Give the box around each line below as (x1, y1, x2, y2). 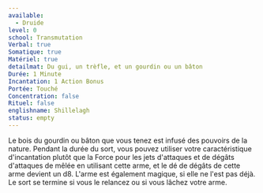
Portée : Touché (8, 84, 58, 93)
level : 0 (8, 26, 37, 34)
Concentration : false (8, 92, 80, 100)
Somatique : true (8, 48, 62, 56)
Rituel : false (8, 99, 55, 107)
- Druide (15, 19, 44, 27)
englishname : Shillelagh (8, 107, 90, 115)
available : (8, 11, 44, 20)
